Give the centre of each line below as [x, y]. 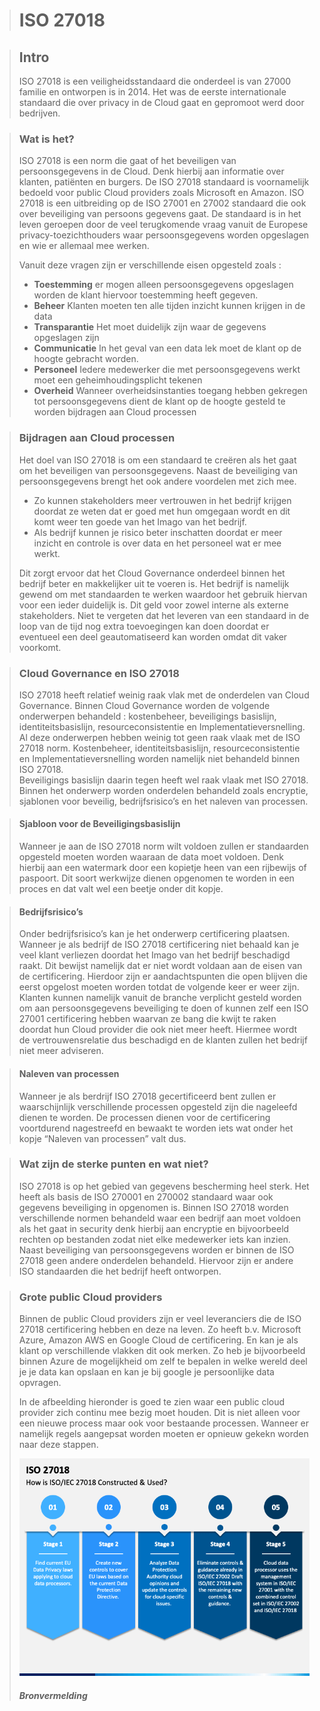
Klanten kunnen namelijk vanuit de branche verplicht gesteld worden [160, 998]
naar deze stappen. [58, 1445]
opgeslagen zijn [66, 338]
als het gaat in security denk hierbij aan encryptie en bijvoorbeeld [154, 1228]
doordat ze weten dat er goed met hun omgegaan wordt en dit [162, 511]
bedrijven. [39, 113]
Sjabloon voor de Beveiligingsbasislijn [99, 824]
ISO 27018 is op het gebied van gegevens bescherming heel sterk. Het [164, 1186]
